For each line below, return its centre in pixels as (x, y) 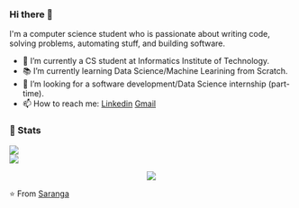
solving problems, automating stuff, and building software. (118, 43)
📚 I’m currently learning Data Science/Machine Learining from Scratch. (155, 71)
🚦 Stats (25, 131)
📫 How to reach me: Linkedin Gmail (89, 104)
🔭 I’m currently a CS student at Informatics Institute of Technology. (146, 61)
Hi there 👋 (32, 14)
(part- (279, 84)
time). (33, 94)
